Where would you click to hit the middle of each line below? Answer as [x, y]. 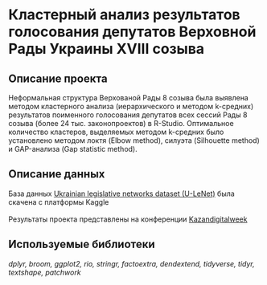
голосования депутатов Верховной [132, 32]
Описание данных [57, 174]
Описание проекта [58, 78]
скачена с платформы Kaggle [59, 202]
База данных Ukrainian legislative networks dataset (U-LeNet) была [121, 193]
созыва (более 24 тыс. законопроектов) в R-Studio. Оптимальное [121, 123]
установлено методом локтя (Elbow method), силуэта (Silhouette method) [134, 140]
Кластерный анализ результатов [124, 15]
